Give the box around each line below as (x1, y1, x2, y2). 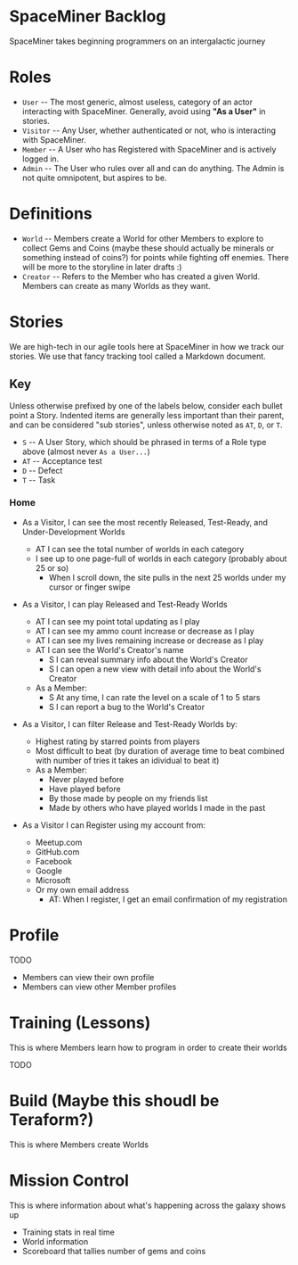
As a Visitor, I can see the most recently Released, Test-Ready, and (21, 517, 269, 527)
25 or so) (35, 562, 69, 573)
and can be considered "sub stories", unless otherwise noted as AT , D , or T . (9, 419, 283, 430)
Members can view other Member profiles (21, 981, 177, 992)
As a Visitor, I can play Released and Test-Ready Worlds (21, 599, 229, 609)
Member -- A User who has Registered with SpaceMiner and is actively (21, 144, 277, 154)
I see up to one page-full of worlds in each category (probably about (35, 553, 287, 564)
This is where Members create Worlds (9, 1139, 149, 1150)
